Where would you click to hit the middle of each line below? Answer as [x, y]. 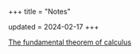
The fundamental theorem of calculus [70, 42]
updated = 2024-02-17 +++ [54, 27]
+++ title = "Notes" [39, 12]
